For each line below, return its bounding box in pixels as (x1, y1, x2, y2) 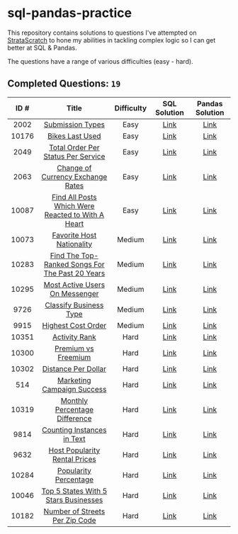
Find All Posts (52, 192, 97, 202)
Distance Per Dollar (42, 363, 107, 373)
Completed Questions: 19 (7, 78, 121, 90)
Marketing (57, 375, 91, 385)
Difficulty (114, 103, 147, 113)
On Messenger (49, 288, 99, 298)
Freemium (57, 352, 91, 362)
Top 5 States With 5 (41, 486, 108, 496)
